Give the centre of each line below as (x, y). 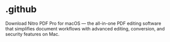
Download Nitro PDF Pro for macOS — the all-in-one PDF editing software (83, 23)
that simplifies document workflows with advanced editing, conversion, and (85, 28)
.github (21, 9)
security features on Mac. (33, 34)
